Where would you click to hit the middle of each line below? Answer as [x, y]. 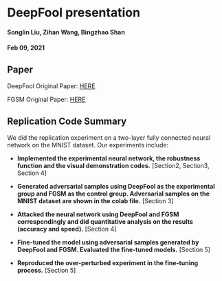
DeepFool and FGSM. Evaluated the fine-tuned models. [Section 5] [114, 250]
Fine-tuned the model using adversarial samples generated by [108, 242]
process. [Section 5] [46, 270]
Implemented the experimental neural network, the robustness [109, 158]
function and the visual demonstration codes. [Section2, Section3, [113, 166]
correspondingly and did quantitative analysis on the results [105, 221]
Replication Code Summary [67, 121]
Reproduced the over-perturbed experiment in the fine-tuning [108, 263]
